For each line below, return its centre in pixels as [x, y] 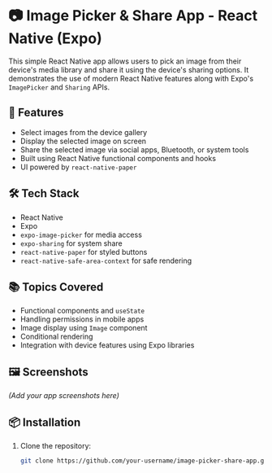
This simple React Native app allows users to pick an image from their [125, 61]
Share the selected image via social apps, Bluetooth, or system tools [134, 149]
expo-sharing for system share [71, 243]
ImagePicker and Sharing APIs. [59, 87]
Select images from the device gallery [84, 132]
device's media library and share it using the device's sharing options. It [129, 69]
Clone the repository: [56, 446]
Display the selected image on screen [83, 141]
